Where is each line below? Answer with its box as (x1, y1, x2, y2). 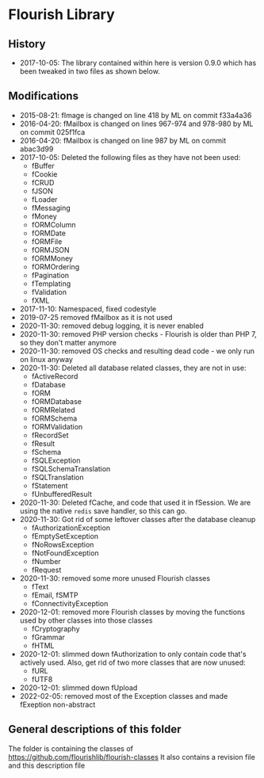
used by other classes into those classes (19, 616, 153, 625)
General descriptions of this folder (8, 723, 182, 736)
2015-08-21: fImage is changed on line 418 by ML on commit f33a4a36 (19, 110, 252, 120)
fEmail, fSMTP (31, 590, 78, 600)
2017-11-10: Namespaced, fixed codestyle (19, 303, 157, 314)
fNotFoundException (31, 548, 99, 558)
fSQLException (31, 456, 81, 465)
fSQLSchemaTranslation (31, 463, 111, 473)
